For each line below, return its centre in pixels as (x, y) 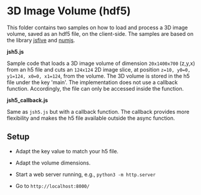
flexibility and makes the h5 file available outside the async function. (91, 118)
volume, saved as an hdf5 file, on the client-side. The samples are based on (100, 33)
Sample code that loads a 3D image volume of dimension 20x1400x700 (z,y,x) (101, 63)
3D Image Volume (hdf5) (69, 11)
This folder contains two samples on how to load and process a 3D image (97, 27)
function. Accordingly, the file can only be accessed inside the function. (95, 88)
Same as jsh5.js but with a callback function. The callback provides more (98, 112)
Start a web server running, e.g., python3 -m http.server (86, 174)
